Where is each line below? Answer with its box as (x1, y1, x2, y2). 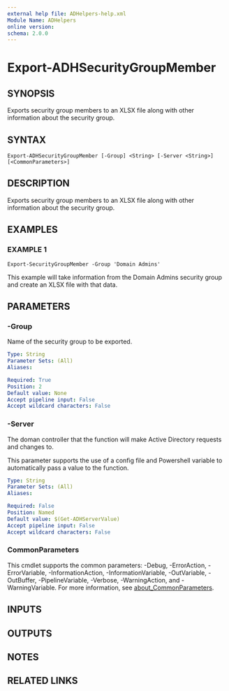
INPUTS (7, 604, 42, 615)
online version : (7, 23, 54, 30)
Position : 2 (7, 383, 42, 390)
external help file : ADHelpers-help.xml (7, 10, 127, 17)
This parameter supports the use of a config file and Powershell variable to (7, 456, 223, 464)
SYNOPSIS (7, 87, 55, 99)
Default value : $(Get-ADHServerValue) (7, 515, 120, 522)
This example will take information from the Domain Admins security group (7, 273, 222, 281)
